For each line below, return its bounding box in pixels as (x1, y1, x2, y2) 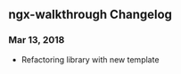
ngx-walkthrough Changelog (8, 7, 173, 22)
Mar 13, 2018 (8, 34, 65, 46)
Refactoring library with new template (21, 53, 160, 65)
